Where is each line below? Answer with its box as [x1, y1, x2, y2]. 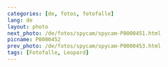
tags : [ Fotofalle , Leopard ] [7, 50, 90, 57]
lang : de [7, 17, 33, 24]
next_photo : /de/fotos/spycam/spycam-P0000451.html [7, 29, 161, 37]
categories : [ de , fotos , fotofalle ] [7, 10, 114, 17]
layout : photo [7, 23, 49, 30]
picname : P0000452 [7, 36, 61, 43]
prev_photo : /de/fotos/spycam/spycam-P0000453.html [7, 43, 161, 50]
